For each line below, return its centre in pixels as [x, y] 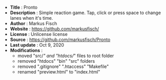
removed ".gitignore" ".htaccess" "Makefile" [63, 66]
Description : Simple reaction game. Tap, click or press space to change [86, 13]
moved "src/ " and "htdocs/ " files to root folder [66, 56]
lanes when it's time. [31, 18]
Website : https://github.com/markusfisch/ [54, 29]
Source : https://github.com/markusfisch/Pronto [60, 39]
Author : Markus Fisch [33, 23]
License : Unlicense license [39, 34]
